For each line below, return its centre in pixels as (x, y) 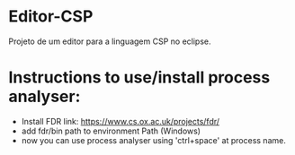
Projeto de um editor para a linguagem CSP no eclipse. (110, 41)
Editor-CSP (51, 17)
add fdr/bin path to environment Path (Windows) (111, 131)
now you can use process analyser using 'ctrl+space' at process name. (154, 140)
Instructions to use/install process (139, 77)
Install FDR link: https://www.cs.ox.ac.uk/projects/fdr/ (121, 121)
